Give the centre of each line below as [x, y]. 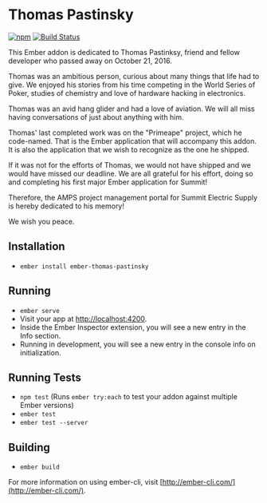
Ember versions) [47, 406]
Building [29, 448]
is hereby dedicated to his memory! [67, 206]
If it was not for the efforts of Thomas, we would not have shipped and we [130, 164]
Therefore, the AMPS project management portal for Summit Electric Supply [133, 197]
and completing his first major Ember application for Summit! [108, 182]
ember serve [39, 311]
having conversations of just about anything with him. [96, 117]
